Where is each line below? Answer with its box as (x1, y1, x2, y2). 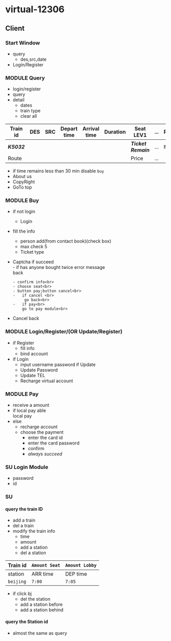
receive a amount (12, 402, 49, 408)
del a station (20, 550, 46, 556)
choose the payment (20, 429, 64, 435)
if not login (12, 208, 36, 215)
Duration (104, 129, 126, 136)
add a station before (20, 601, 63, 608)
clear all (20, 113, 37, 119)
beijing (8, 579, 26, 585)
